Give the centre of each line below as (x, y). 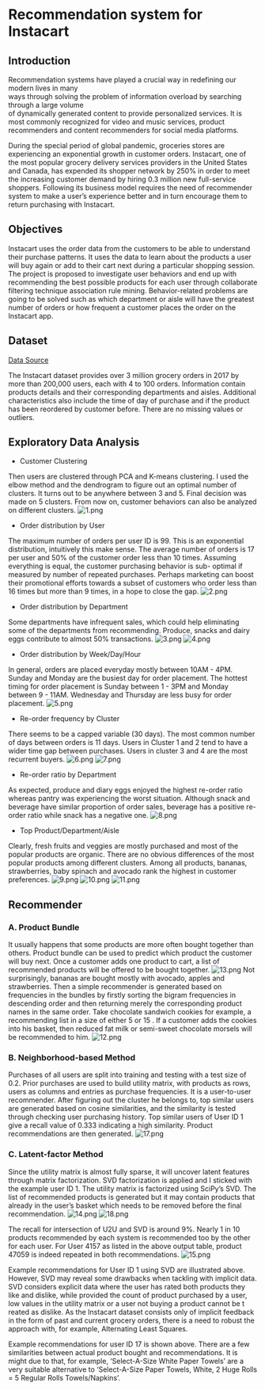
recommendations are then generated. (71, 1134)
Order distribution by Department (74, 607)
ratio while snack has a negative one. (88, 815)
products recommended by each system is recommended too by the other (129, 1237)
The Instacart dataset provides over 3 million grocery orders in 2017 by (124, 375)
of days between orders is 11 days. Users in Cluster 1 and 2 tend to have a (128, 743)
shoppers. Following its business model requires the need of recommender (131, 187)
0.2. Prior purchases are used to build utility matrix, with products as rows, (129, 1083)
